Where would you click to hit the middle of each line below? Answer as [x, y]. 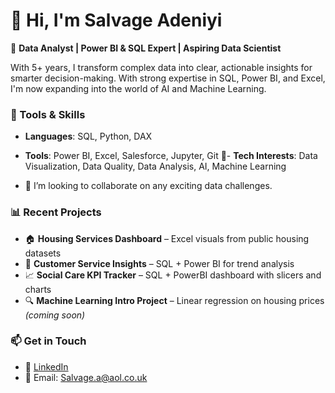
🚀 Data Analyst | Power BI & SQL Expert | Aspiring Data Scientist [146, 48]
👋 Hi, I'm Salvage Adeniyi [116, 20]
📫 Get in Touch [48, 341]
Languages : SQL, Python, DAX [88, 136]
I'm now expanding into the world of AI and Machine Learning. [138, 88]
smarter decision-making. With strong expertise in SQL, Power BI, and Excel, [168, 78]
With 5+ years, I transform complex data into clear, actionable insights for [161, 67]
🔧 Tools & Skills [48, 114]
